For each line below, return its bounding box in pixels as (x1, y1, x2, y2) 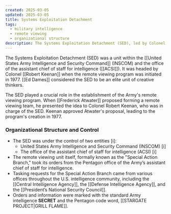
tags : (5, 21, 17, 27)
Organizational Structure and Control (5, 126, 99, 133)
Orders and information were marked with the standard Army (12, 192, 141, 198)
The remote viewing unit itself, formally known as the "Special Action (12, 154, 158, 160)
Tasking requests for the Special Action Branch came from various (12, 171, 153, 177)
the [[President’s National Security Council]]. (12, 187, 107, 193)
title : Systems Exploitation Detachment (5, 17, 93, 22)
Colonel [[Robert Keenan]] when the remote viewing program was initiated (5, 71, 162, 77)
